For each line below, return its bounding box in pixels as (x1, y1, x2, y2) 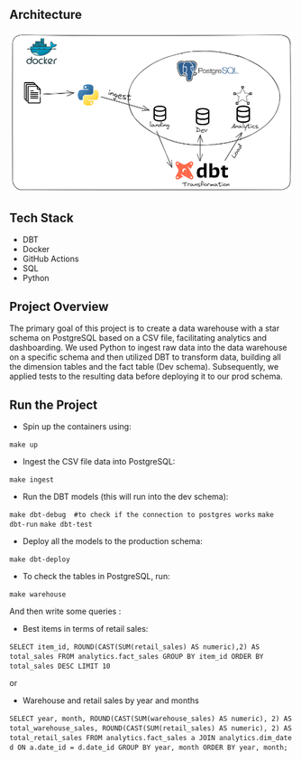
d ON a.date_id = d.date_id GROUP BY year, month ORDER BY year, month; (9, 743, 288, 752)
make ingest (9, 474, 54, 484)
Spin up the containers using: (22, 420, 132, 432)
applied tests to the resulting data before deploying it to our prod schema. (9, 371, 284, 382)
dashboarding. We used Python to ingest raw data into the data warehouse (9, 343, 287, 353)
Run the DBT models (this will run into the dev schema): (22, 491, 229, 502)
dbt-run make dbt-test (9, 520, 93, 529)
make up (9, 440, 39, 449)
